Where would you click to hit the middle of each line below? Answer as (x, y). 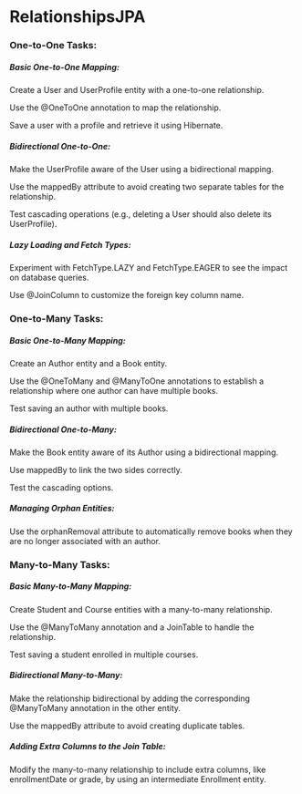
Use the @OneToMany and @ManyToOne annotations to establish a (137, 381)
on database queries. (49, 278)
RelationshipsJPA (78, 17)
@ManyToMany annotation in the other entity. (95, 707)
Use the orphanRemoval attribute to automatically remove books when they (151, 531)
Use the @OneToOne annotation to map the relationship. (115, 108)
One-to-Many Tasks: (57, 318)
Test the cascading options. (62, 487)
